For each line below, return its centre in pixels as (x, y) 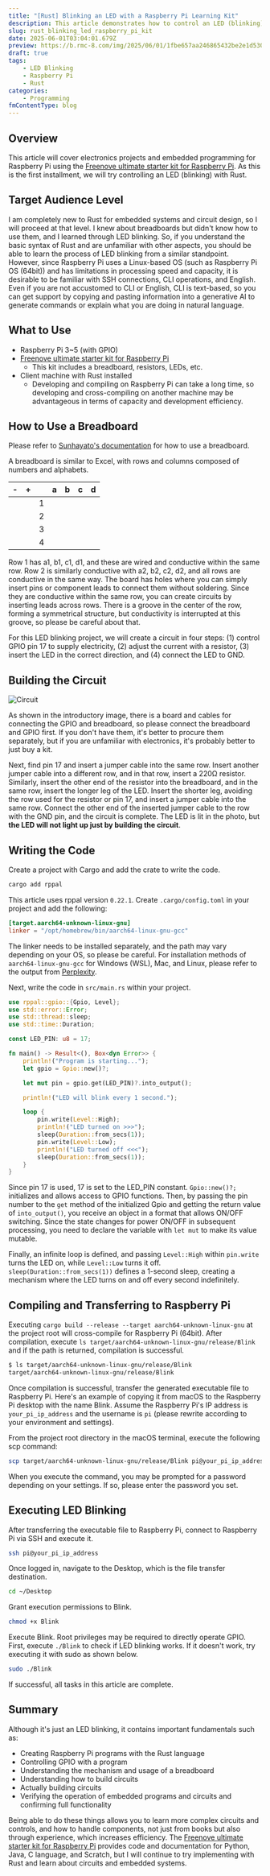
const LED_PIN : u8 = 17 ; (50, 1039)
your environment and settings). (61, 1422)
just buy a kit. (31, 750)
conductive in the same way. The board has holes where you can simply (128, 580)
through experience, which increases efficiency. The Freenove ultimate (126, 1837)
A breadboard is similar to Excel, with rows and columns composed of (124, 461)
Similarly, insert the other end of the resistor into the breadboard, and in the (133, 783)
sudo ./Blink (30, 1669)
